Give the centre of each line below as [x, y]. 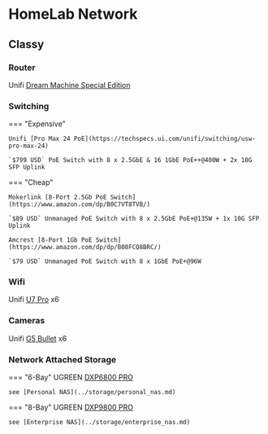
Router [22, 68]
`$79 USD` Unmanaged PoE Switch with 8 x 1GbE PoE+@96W [105, 261]
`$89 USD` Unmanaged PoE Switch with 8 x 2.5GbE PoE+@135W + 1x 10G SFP [134, 219]
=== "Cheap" [31, 182]
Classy [26, 44]
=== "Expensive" [37, 124]
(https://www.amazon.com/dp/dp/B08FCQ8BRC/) [85, 248]
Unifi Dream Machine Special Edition [69, 85]
